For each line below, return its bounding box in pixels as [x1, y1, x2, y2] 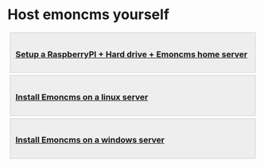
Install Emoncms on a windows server [15, 134, 165, 146]
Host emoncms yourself [7, 6, 170, 24]
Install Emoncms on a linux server [15, 91, 149, 103]
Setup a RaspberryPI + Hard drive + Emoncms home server [15, 49, 248, 60]
